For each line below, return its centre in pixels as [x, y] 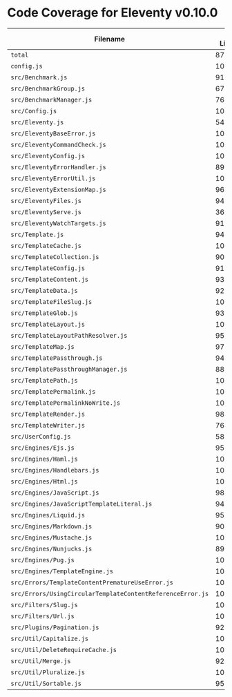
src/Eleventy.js [37, 122]
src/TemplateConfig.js [48, 268]
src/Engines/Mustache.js [51, 537]
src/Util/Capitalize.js [50, 638]
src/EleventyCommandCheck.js [58, 144]
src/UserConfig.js [41, 436]
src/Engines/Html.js [44, 481]
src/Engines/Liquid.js [48, 515]
